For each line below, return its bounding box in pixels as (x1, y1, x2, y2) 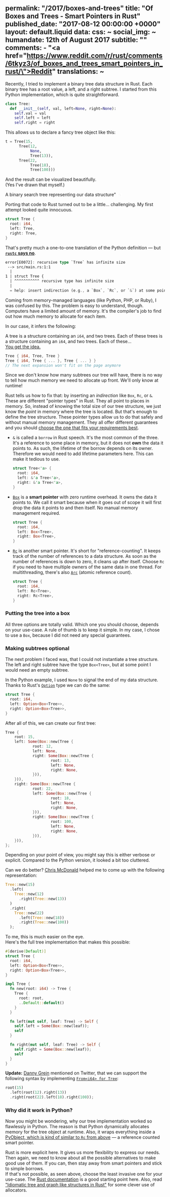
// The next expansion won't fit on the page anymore (5, 363, 121, 368)
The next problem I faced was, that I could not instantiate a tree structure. (5, 656, 159, 663)
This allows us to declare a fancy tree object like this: (5, 129, 116, 136)
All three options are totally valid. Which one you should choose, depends (5, 621, 159, 627)
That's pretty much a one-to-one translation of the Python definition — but (5, 244, 161, 251)
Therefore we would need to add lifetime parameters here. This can (12, 450, 153, 457)
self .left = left (14, 115, 51, 120)
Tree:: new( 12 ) (14, 892, 44, 897)
